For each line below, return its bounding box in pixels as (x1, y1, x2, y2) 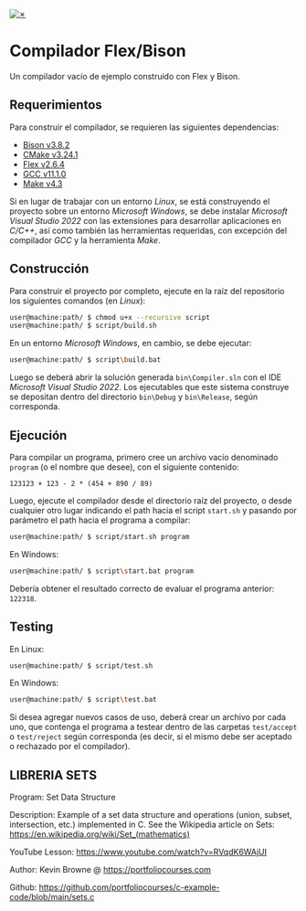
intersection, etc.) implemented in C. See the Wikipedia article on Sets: (9, 819, 276, 831)
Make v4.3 (22, 178, 63, 189)
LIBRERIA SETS (9, 768, 98, 783)
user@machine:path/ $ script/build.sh (9, 321, 157, 331)
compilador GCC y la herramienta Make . (9, 234, 162, 246)
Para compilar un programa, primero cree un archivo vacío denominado (9, 452, 279, 462)
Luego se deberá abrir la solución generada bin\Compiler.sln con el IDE (9, 372, 281, 383)
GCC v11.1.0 (22, 168, 67, 179)
